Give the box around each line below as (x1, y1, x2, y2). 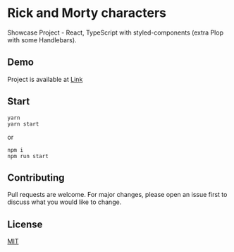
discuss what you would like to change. (7, 198, 122, 206)
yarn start (7, 120, 39, 128)
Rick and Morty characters (7, 5, 167, 21)
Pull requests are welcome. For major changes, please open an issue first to (7, 191, 228, 199)
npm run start (7, 152, 49, 160)
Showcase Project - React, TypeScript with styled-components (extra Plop (7, 28, 224, 37)
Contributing (7, 172, 65, 184)
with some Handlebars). (7, 35, 77, 44)
